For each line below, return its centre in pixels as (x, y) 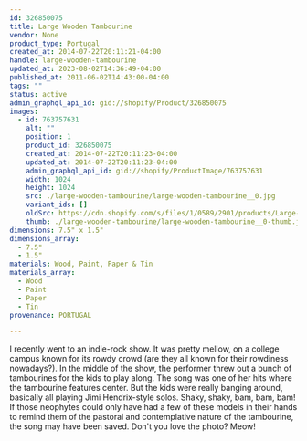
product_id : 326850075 (69, 145)
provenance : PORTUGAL (51, 315)
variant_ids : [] (57, 205)
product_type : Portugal (55, 43)
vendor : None (34, 35)
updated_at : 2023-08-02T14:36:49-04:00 (85, 69)
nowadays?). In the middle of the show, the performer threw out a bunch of (151, 368)
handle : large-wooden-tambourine (73, 60)
